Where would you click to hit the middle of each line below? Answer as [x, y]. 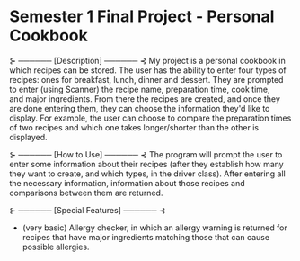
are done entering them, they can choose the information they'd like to [140, 108]
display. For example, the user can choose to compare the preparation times [150, 118]
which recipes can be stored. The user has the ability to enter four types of [148, 70]
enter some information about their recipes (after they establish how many [147, 164]
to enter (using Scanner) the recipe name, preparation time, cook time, [140, 89]
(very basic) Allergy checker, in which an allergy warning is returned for [154, 228]
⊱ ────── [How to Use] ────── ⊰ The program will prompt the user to [146, 154]
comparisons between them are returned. [86, 193]
